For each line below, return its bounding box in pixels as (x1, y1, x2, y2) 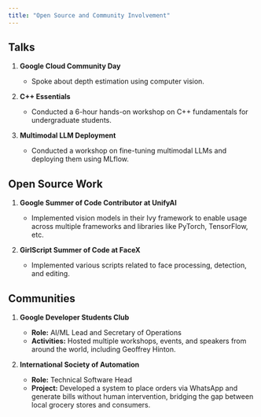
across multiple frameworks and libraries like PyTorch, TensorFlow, (31, 222, 248, 231)
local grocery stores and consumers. (31, 400, 151, 410)
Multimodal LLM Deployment (19, 131, 116, 140)
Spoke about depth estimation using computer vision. (31, 76, 204, 87)
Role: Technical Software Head (31, 375, 132, 385)
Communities (8, 292, 76, 305)
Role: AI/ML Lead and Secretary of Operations (31, 328, 182, 338)
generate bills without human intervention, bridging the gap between (31, 392, 254, 401)
